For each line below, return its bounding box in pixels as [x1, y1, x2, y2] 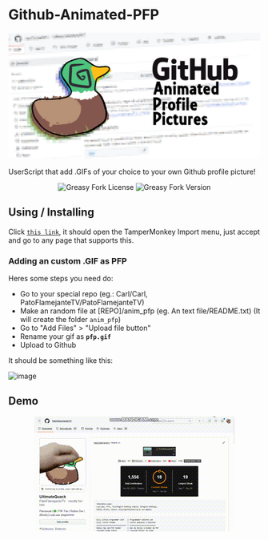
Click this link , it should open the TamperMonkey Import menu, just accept [8, 227, 260, 236]
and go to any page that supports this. [8, 235, 134, 245]
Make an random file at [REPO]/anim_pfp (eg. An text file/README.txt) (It [19, 306, 261, 316]
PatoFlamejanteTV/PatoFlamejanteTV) [19, 298, 145, 308]
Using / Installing [8, 206, 94, 220]
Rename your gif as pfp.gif [19, 332, 112, 341]
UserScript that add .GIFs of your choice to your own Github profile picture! [8, 167, 256, 176]
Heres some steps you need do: [8, 274, 114, 284]
